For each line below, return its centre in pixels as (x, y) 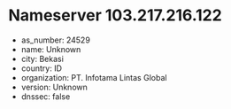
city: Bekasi (42, 58)
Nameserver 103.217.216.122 (115, 16)
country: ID (42, 68)
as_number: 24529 (55, 40)
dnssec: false (46, 96)
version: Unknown (54, 87)
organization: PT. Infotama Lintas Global (94, 77)
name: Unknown (51, 49)
